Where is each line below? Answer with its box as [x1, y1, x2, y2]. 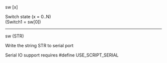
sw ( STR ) [5, 33, 24, 39]
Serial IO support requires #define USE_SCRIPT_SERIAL [5, 52, 119, 58]
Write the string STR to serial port [5, 43, 74, 48]
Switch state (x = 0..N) [5, 14, 51, 19]
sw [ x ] [5, 4, 18, 10]
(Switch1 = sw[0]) [5, 19, 41, 25]
